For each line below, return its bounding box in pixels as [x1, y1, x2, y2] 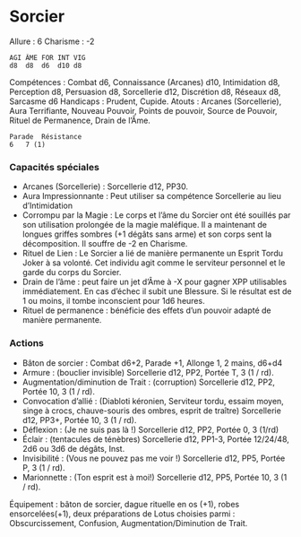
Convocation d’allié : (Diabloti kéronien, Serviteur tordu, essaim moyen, [21, 395, 284, 406]
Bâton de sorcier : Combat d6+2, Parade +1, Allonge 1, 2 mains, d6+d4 [21, 357, 283, 368]
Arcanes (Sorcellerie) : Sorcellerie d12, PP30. [21, 181, 188, 192]
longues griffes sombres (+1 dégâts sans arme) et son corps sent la [21, 229, 272, 239]
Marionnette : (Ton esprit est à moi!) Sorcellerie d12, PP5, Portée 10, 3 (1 [21, 472, 288, 482]
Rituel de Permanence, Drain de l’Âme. [9, 115, 150, 126]
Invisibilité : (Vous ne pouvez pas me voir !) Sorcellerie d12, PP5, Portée [21, 453, 286, 463]
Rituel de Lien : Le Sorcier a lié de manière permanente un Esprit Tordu [21, 248, 284, 259]
